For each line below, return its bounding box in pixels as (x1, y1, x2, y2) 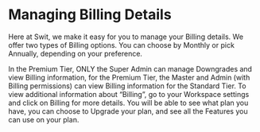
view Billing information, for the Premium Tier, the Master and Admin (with (8, 72, 250, 82)
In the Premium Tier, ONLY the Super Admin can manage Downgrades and (8, 64, 253, 73)
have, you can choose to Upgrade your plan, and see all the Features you (8, 106, 248, 116)
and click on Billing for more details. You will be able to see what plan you (8, 98, 249, 107)
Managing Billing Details (8, 6, 173, 24)
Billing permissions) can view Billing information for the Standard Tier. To (8, 81, 246, 91)
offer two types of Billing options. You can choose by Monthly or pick (8, 40, 235, 49)
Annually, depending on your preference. (8, 49, 143, 58)
